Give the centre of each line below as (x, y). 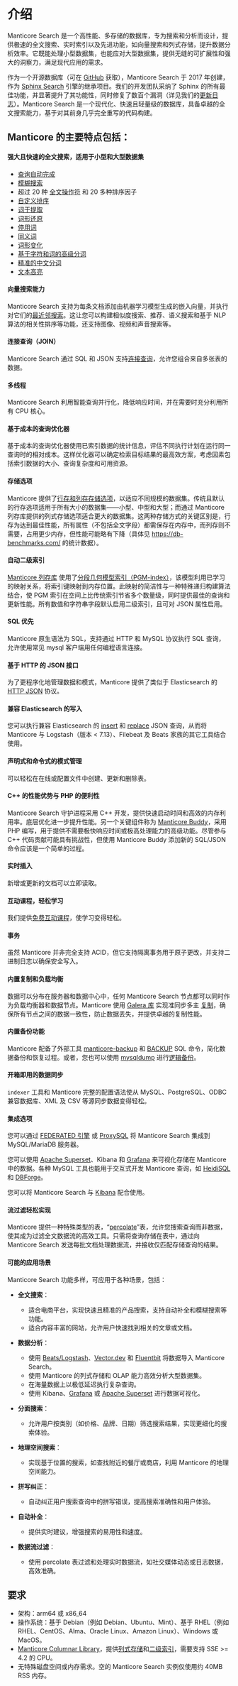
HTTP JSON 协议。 (35, 691)
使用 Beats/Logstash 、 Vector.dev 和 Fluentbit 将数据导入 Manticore (126, 1357)
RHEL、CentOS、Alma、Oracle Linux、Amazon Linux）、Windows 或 (118, 1631)
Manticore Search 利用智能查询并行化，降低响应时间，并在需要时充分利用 (115, 403)
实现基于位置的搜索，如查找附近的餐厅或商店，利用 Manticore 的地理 (128, 1462)
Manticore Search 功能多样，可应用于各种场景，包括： (87, 1279)
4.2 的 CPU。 (37, 1658)
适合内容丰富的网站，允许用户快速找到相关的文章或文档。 (112, 1328)
